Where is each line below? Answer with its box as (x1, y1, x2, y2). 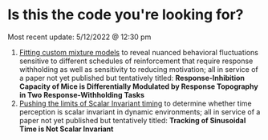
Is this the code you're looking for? (7, 6, 244, 24)
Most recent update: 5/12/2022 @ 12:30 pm (7, 32, 152, 42)
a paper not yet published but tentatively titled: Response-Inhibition (18, 73, 246, 82)
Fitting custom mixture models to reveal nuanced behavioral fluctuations (18, 47, 258, 57)
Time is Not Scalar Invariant (18, 124, 114, 134)
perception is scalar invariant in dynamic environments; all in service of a (18, 106, 261, 117)
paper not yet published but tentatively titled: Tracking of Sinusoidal (18, 115, 246, 125)
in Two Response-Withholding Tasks (18, 90, 145, 99)
